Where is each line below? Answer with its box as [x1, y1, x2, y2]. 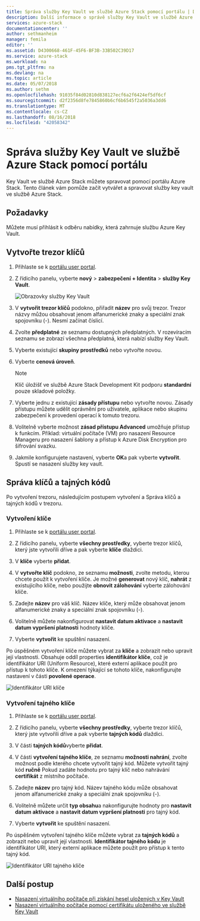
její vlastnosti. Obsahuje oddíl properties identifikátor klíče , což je [6, 653, 168, 660]
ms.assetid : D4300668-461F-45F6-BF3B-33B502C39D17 [6, 48, 135, 54]
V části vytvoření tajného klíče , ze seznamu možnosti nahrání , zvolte [14, 753, 187, 761]
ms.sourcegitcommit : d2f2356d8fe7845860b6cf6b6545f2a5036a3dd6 [6, 97, 167, 103]
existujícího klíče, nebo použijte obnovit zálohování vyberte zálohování [14, 581, 190, 589]
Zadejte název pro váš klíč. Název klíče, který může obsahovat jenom [14, 599, 186, 606]
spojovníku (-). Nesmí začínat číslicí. [14, 317, 104, 324]
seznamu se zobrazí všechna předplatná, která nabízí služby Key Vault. [14, 335, 189, 342]
